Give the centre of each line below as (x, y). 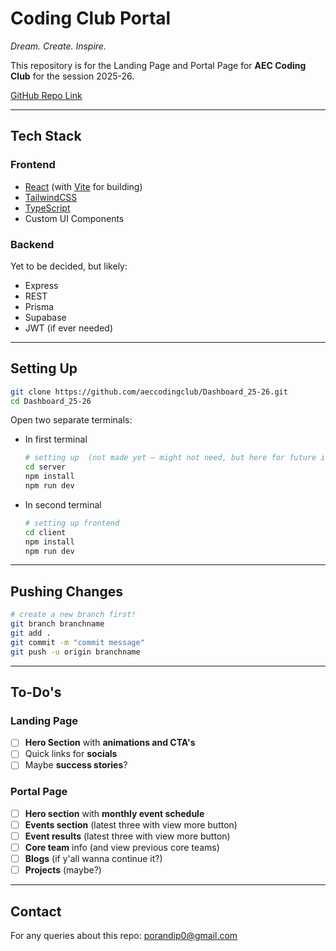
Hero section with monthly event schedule (114, 813)
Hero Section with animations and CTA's (110, 743)
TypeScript (47, 208)
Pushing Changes (66, 591)
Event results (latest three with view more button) (127, 836)
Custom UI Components (74, 218)
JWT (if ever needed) (69, 328)
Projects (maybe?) (63, 870)
